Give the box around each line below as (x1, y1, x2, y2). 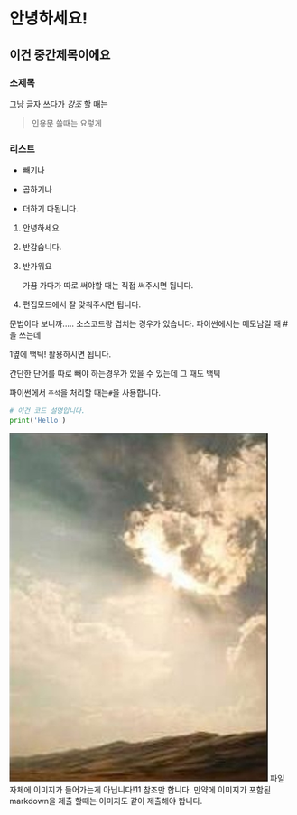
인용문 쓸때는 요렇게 (31, 117, 102, 128)
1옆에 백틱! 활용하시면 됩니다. (9, 349, 112, 360)
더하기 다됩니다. (22, 203, 79, 214)
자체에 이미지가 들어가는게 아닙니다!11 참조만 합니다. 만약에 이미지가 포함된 (9, 783, 272, 795)
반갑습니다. (22, 241, 62, 253)
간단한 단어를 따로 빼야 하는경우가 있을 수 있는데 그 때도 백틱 (9, 368, 221, 379)
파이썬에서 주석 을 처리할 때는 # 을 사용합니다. (9, 388, 161, 398)
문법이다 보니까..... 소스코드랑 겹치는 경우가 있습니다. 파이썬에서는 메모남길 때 (9, 318, 282, 330)
